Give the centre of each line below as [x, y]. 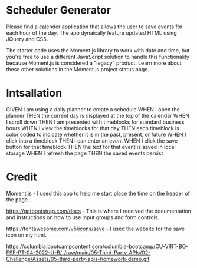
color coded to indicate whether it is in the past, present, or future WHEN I [96, 134]
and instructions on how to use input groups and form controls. [83, 217]
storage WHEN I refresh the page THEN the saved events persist [85, 153]
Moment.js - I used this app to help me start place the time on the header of [98, 193]
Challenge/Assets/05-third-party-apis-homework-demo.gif [78, 259]
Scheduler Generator [58, 10]
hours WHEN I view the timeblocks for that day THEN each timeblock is [93, 128]
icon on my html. [27, 235]
